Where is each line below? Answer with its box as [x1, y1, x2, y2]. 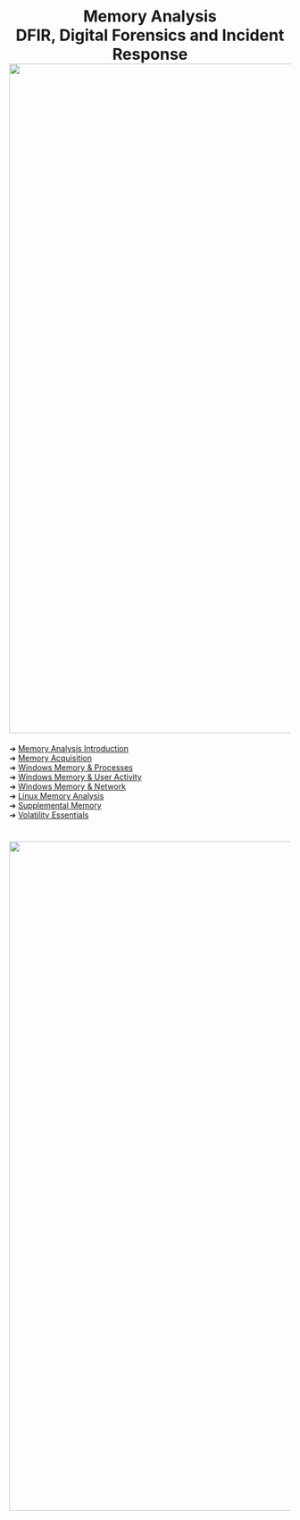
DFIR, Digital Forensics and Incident [15, 25, 285, 46]
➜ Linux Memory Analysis [9, 790, 104, 801]
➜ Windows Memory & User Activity [9, 771, 143, 782]
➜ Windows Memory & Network [9, 781, 127, 792]
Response [112, 45, 188, 64]
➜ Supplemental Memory [9, 800, 102, 810]
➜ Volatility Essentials [9, 810, 89, 820]
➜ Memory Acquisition [9, 752, 92, 763]
